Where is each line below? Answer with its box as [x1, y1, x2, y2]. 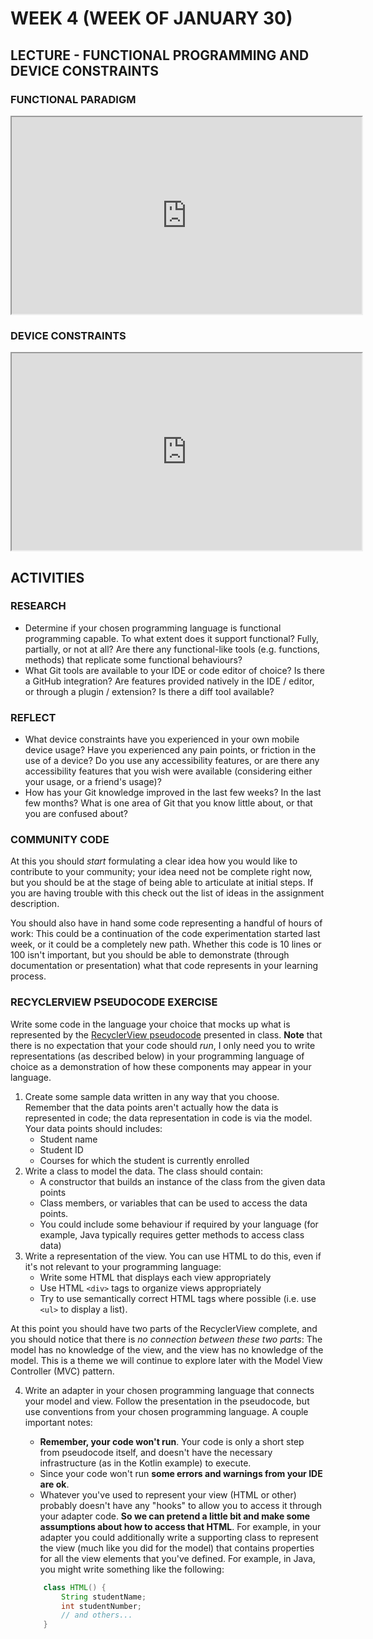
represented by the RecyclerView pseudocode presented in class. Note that [10, 1028, 323, 1041]
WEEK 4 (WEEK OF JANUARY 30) [10, 7, 293, 30]
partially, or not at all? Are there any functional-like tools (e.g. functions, [24, 643, 321, 655]
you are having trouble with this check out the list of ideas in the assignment [10, 887, 325, 899]
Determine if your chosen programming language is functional [24, 622, 282, 634]
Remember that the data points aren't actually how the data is [24, 1101, 279, 1113]
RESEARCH [10, 599, 67, 613]
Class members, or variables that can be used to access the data [39, 1197, 308, 1209]
